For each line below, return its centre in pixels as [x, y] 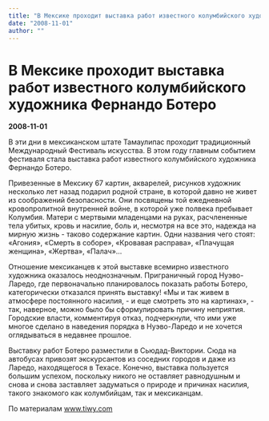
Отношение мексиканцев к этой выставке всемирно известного [119, 267]
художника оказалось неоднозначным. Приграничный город [113, 275]
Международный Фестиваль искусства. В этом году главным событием [132, 151]
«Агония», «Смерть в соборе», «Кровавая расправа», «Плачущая [121, 243]
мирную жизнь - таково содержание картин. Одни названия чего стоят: [132, 234]
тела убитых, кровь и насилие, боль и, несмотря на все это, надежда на [132, 226]
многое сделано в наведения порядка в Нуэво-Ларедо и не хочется [125, 326]
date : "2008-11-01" [41, 23]
